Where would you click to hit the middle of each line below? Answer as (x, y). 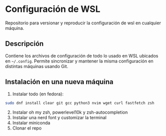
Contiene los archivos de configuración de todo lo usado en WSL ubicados (82, 56)
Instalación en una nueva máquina (59, 82)
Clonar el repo (27, 128)
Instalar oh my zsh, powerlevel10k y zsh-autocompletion (70, 112)
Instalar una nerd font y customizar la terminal (59, 118)
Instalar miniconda (31, 123)
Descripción (24, 44)
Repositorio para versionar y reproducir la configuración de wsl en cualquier (83, 23)
